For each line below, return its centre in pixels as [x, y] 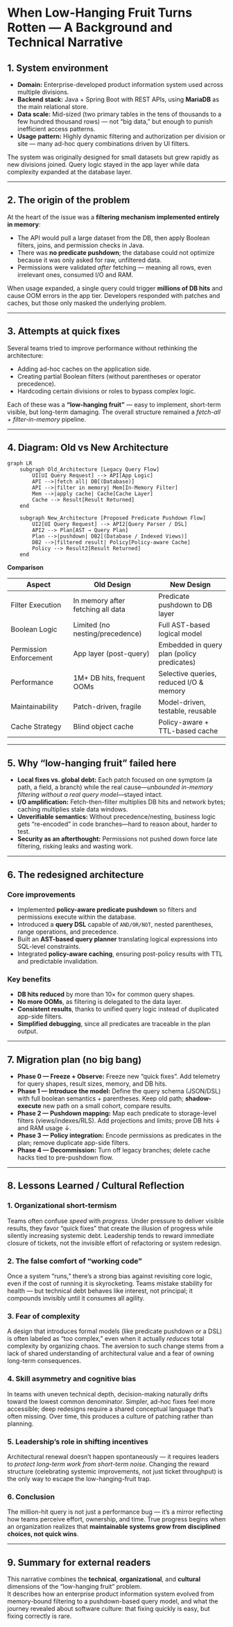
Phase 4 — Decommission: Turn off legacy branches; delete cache [114, 1150]
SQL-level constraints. [49, 946]
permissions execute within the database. [77, 917]
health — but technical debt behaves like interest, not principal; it [100, 1291]
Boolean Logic [34, 629]
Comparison [25, 568]
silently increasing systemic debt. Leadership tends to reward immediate [111, 1235]
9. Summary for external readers [79, 1562]
